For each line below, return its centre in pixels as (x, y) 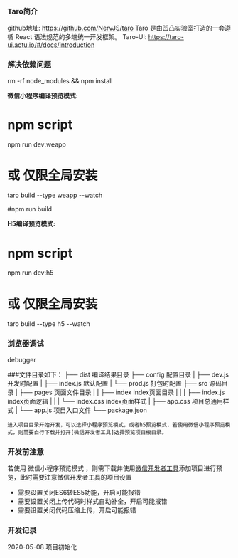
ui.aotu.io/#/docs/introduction (51, 45)
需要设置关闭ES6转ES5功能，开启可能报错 (79, 492)
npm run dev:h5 (31, 273)
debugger (22, 359)
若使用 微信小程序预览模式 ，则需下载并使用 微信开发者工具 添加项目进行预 (115, 468)
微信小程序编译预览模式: (43, 95)
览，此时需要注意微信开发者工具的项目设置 (70, 477)
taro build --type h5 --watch (49, 324)
